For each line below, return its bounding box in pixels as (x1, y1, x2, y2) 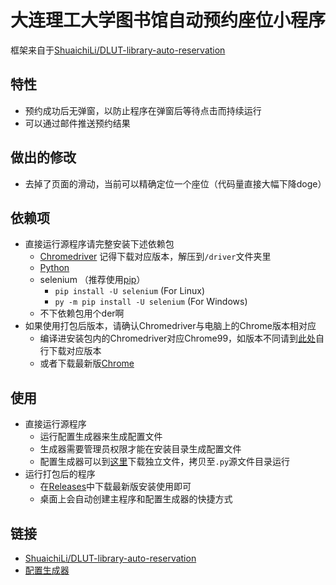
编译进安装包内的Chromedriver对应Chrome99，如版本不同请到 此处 (39, 332, 317, 345)
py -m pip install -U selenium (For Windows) (54, 296, 248, 308)
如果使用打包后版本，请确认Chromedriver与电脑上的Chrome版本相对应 (24, 320, 317, 332)
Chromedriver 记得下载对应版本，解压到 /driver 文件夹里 (39, 251, 272, 263)
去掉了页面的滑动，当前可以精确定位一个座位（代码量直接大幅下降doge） (24, 177, 327, 190)
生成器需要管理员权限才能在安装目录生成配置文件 (39, 443, 242, 455)
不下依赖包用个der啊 (39, 307, 125, 320)
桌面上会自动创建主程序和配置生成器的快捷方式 (39, 493, 233, 505)
